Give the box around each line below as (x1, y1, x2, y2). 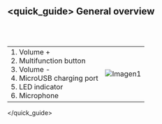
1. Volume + (10, 47, 51, 56)
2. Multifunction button (10, 56, 86, 65)
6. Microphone (10, 91, 59, 100)
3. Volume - (10, 64, 51, 74)
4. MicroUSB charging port (10, 73, 99, 83)
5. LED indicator (10, 82, 64, 91)
